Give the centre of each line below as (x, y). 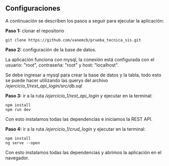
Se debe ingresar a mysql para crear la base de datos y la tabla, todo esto (83, 75)
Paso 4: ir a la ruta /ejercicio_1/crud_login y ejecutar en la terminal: (76, 129)
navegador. (17, 158)
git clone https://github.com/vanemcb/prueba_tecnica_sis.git (73, 40)
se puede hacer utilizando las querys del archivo (57, 80)
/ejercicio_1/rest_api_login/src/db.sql (44, 86)
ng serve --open (23, 143)
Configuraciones (33, 8)
